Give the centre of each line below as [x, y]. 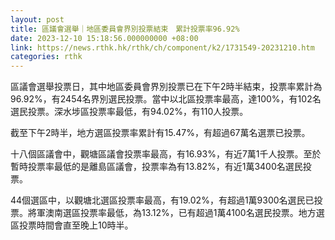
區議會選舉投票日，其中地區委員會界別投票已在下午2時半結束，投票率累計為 [166, 87]
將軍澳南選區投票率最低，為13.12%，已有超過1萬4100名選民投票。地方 [172, 213]
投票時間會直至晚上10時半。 [76, 225]
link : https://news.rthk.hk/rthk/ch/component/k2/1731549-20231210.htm [162, 47]
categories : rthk [46, 57]
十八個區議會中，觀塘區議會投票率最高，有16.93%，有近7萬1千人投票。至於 [166, 154]
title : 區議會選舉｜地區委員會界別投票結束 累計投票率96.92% [125, 29]
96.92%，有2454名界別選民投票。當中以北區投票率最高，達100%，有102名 [166, 99]
